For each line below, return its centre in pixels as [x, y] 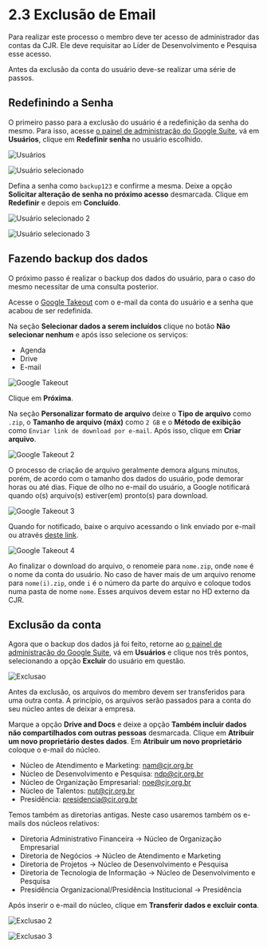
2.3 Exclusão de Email [82, 15]
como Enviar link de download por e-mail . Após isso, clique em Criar [125, 430]
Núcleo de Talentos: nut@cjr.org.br [77, 791]
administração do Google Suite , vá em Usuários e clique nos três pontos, [128, 652]
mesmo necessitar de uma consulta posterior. [83, 286]
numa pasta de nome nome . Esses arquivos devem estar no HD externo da [129, 591]
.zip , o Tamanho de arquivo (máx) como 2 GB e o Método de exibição [125, 422]
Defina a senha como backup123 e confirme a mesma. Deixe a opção [120, 185]
